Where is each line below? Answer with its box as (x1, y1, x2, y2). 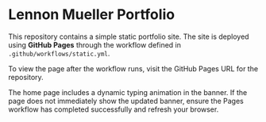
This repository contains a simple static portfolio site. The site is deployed (8, 32, 249, 41)
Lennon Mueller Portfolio (8, 6, 175, 24)
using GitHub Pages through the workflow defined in (8, 40, 181, 49)
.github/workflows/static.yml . (8, 48, 110, 58)
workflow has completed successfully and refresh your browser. (8, 105, 219, 114)
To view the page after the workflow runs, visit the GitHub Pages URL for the (8, 63, 259, 73)
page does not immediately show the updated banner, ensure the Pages (8, 96, 245, 105)
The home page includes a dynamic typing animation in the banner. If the (8, 87, 248, 97)
